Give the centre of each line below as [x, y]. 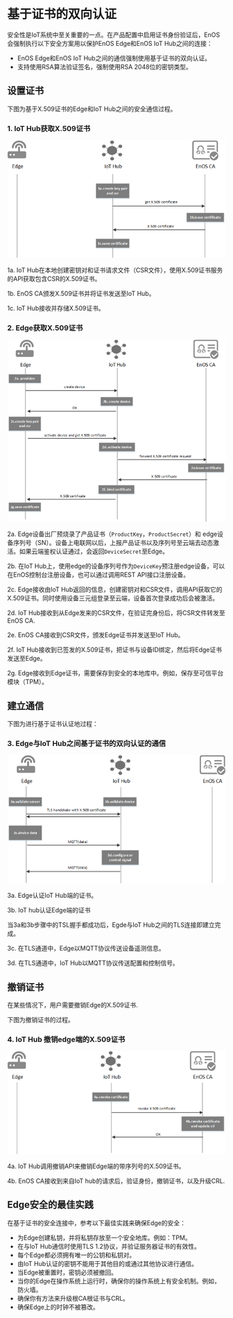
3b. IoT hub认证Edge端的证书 [49, 910]
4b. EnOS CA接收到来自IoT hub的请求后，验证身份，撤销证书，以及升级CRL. [116, 1181]
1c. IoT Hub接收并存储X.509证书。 [56, 309]
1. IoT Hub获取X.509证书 [49, 128]
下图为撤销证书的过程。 [41, 1020]
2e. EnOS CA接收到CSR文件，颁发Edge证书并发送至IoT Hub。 [96, 635]
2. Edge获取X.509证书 [45, 328]
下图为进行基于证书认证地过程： [53, 724]
